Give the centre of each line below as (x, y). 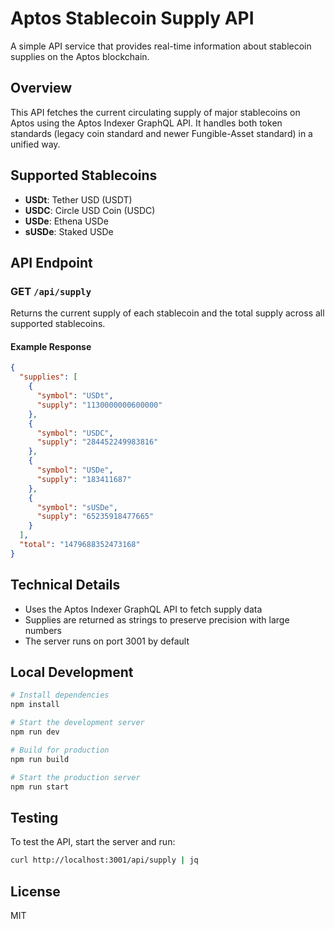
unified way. (35, 144)
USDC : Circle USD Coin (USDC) (90, 210)
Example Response (51, 346)
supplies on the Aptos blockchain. (80, 56)
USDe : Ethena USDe (66, 221)
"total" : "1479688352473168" (80, 545)
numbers (43, 630)
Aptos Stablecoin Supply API (132, 18)
